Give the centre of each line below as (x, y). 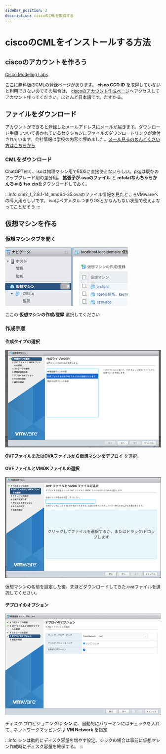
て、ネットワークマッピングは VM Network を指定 (56, 730)
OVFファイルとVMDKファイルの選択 (42, 469)
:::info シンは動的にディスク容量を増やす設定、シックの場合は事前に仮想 (78, 740)
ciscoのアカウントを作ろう (46, 62)
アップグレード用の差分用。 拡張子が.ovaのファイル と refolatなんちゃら (79, 177)
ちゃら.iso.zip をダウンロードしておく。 (49, 184)
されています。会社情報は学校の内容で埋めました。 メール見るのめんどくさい (83, 139)
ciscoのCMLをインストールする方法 (78, 42)
